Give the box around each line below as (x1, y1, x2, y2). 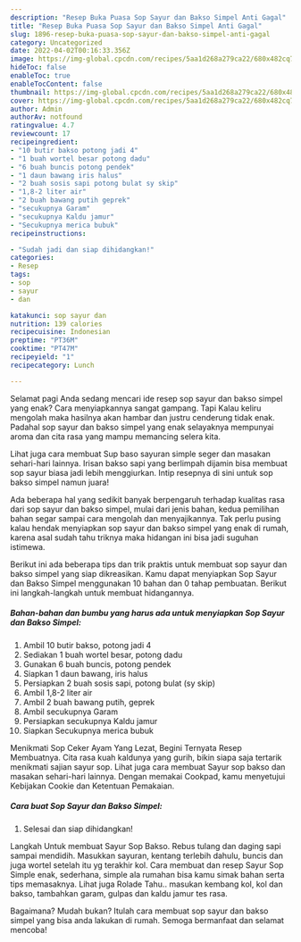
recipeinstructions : (10, 229, 88, 238)
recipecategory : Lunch (10, 361, 95, 370)
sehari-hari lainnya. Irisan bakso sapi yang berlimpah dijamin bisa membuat (10, 457, 288, 469)
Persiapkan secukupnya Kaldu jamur (22, 715, 158, 726)
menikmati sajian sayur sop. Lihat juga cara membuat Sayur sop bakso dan (10, 761, 286, 772)
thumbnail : (10, 88, 51, 96)
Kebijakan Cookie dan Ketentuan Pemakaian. (10, 780, 175, 791)
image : (10, 54, 35, 63)
